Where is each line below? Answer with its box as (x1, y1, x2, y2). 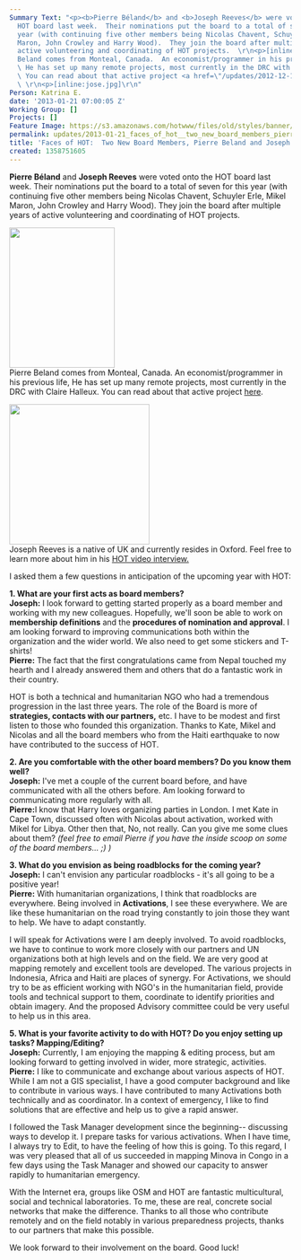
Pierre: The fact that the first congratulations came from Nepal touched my (9, 654, 287, 665)
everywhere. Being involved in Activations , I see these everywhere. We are (9, 897, 288, 908)
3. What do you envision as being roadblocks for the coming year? (9, 859, 262, 871)
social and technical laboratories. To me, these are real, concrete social (9, 1195, 272, 1207)
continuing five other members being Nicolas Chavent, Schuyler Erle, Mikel (9, 190, 287, 201)
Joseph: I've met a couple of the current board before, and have (9, 775, 248, 786)
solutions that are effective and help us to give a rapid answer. (9, 1104, 239, 1115)
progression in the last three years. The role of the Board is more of (9, 701, 258, 712)
